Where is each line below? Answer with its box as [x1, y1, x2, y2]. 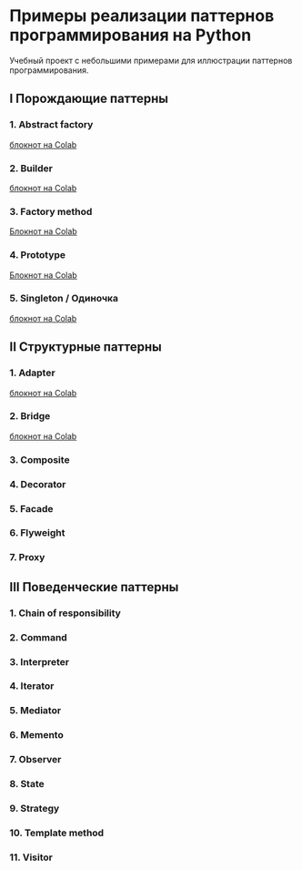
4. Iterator [9, 680, 55, 692]
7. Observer [9, 753, 62, 766]
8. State [9, 778, 45, 791]
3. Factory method [9, 205, 93, 218]
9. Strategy [9, 803, 60, 815]
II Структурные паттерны [9, 339, 162, 355]
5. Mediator [9, 704, 62, 717]
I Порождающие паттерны [9, 91, 168, 107]
